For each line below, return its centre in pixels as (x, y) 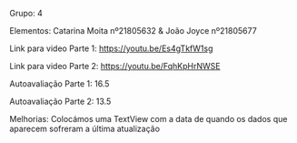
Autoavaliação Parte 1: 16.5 (59, 84)
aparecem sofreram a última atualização (85, 128)
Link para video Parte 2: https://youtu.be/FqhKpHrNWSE (115, 66)
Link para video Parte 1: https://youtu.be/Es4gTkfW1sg (111, 48)
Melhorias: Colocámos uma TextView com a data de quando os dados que (148, 119)
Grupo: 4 (26, 13)
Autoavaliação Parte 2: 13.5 (60, 101)
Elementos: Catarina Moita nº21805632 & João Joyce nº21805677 (133, 31)
